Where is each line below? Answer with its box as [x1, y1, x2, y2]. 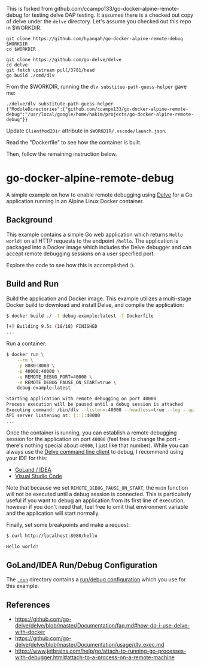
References [6, 599, 50, 610]
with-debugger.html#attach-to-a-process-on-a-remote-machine [14, 654, 175, 661]
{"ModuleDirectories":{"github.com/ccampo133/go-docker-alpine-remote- [6, 106, 188, 112]
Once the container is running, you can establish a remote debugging [6, 428, 177, 436]
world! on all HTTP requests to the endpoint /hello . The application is [6, 237, 179, 245]
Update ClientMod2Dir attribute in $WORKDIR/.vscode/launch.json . [6, 127, 167, 134]
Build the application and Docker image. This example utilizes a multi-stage [6, 295, 191, 302]
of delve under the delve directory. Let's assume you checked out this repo [6, 18, 191, 25]
